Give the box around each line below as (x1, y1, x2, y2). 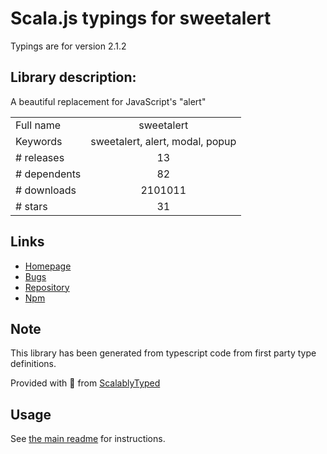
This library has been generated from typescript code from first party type (10, 347, 317, 359)
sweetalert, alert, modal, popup (90, 134, 237, 148)
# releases (15, 150, 65, 164)
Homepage (24, 260, 72, 272)
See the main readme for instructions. (10, 433, 166, 445)
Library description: (10, 69, 137, 86)
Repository (24, 281, 70, 293)
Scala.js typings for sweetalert (10, 7, 272, 30)
